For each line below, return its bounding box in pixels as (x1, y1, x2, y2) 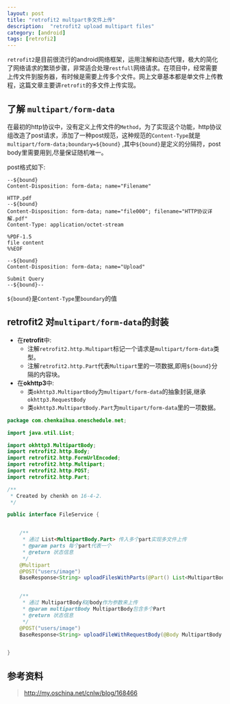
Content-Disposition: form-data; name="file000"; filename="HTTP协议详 (7, 207, 213, 215)
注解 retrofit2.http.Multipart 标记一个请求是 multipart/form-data (27, 344, 214, 352)
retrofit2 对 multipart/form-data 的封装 (7, 317, 169, 328)
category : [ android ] (7, 29, 66, 36)
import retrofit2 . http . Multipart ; (7, 461, 106, 468)
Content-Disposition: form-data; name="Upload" (7, 263, 146, 270)
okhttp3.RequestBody (27, 396, 86, 403)
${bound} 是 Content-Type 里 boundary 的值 (7, 294, 118, 302)
